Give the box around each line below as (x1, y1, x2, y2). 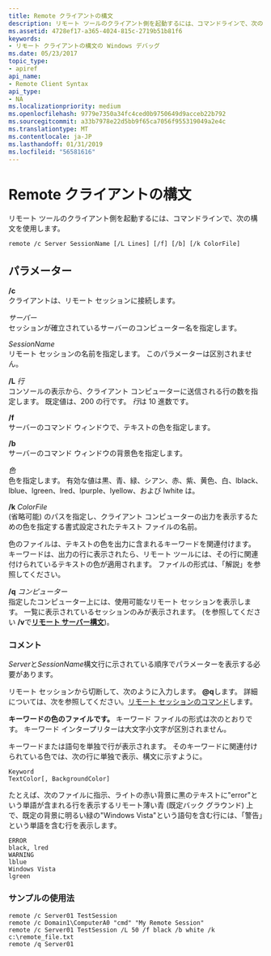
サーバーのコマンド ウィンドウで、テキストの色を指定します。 (8, 423, 215, 433)
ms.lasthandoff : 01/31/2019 (8, 140, 104, 149)
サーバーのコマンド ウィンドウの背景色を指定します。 (8, 448, 188, 459)
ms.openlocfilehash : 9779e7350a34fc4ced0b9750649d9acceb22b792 (8, 110, 227, 118)
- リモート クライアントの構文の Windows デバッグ (8, 42, 160, 50)
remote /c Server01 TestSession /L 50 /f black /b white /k (8, 926, 216, 934)
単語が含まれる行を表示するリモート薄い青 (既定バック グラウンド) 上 (22, 800, 254, 810)
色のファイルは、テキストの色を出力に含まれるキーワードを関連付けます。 (8, 539, 256, 549)
